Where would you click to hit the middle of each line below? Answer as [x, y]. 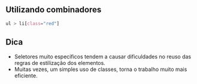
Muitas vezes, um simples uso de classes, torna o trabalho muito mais [101, 69]
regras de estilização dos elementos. [60, 63]
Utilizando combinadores [54, 10]
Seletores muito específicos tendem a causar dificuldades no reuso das [103, 57]
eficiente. [26, 75]
